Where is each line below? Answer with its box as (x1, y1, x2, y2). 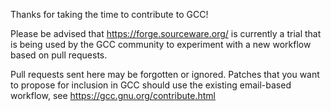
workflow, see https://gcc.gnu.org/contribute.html (10, 90, 216, 101)
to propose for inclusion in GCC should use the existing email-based (10, 79, 292, 91)
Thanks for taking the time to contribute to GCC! (10, 9, 209, 20)
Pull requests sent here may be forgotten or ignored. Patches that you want (10, 69, 320, 80)
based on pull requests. (10, 49, 108, 61)
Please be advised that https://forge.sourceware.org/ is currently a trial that (10, 28, 322, 39)
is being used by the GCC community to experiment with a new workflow (10, 39, 312, 50)
